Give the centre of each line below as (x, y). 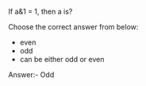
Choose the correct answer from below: (73, 27)
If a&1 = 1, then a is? (40, 12)
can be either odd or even (62, 59)
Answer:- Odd (31, 74)
